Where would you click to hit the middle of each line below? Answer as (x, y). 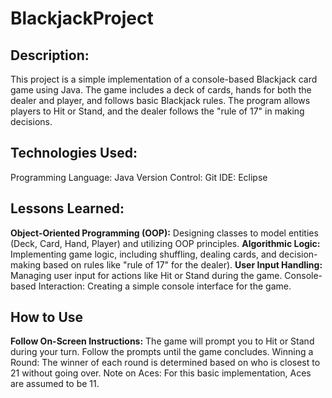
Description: (50, 55)
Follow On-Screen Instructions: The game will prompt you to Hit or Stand (162, 341)
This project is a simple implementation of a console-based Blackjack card (164, 79)
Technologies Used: (74, 153)
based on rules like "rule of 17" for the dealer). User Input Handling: (182, 264)
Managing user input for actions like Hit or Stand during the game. (146, 275)
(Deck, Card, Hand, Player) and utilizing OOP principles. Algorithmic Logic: (165, 243)
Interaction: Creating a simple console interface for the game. (165, 286)
